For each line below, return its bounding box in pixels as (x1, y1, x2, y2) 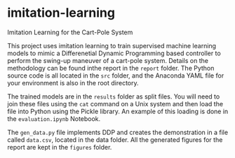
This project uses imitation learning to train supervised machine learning (7, 41, 216, 50)
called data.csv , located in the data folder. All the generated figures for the (7, 135, 223, 144)
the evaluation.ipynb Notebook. (7, 114, 101, 123)
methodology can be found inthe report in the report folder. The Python (7, 64, 215, 72)
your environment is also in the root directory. (7, 78, 139, 87)
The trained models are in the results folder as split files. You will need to (7, 92, 220, 101)
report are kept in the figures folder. (7, 143, 112, 151)
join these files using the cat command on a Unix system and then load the (7, 99, 223, 108)
